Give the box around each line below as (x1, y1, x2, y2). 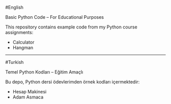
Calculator (12, 39, 35, 45)
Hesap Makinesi (12, 89, 47, 94)
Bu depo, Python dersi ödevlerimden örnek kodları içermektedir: (5, 79, 140, 85)
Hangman (12, 45, 34, 50)
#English (5, 5, 24, 10)
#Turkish (5, 59, 24, 65)
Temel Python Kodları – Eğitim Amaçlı (5, 69, 83, 75)
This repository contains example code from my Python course (5, 24, 137, 30)
